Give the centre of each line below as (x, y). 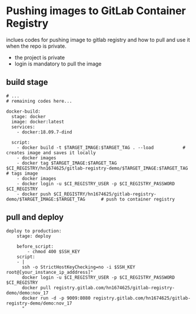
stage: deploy (34, 236)
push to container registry (141, 199)
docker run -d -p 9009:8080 (56, 298)
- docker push (34, 194)
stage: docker (29, 116)
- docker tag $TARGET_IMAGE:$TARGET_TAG (67, 163)
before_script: (35, 246)
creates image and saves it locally (51, 153)
